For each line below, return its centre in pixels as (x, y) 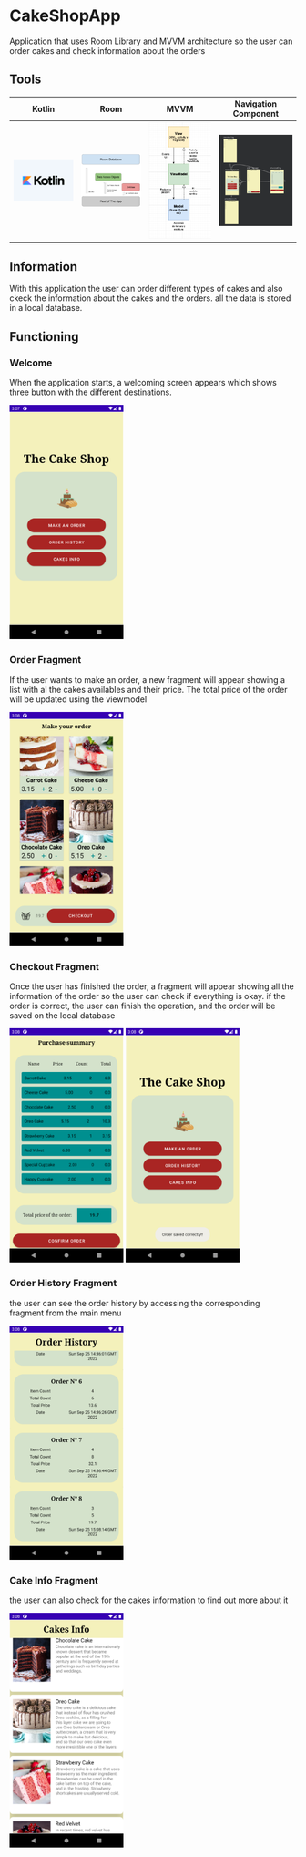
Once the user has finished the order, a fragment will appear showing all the (152, 986)
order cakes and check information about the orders (107, 50)
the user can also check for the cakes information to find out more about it (149, 1600)
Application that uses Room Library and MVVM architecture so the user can (151, 41)
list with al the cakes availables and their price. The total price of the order (148, 689)
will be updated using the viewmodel (78, 699)
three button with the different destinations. (91, 392)
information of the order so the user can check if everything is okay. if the (148, 996)
